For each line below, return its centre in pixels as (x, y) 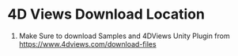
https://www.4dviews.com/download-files (87, 44)
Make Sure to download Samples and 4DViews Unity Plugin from (124, 36)
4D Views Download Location (106, 14)
